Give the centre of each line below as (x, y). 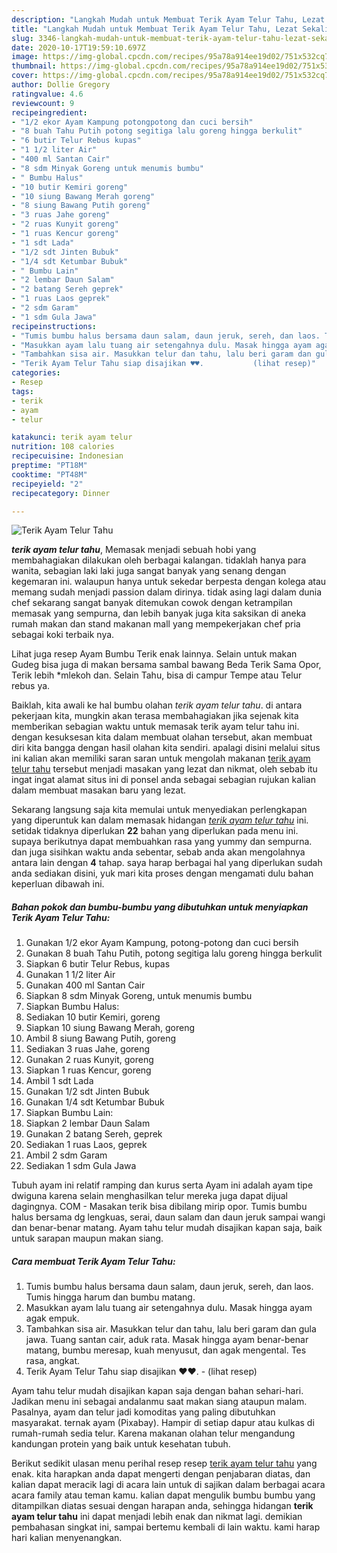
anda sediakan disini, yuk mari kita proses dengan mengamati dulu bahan (162, 873)
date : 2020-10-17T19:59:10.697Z (78, 47)
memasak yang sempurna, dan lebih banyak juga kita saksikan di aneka (159, 613)
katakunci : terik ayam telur (72, 437)
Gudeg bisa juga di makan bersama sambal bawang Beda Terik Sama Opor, (166, 665)
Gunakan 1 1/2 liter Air (70, 975)
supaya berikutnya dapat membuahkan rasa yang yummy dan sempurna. (162, 842)
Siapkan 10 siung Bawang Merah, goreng (110, 1028)
